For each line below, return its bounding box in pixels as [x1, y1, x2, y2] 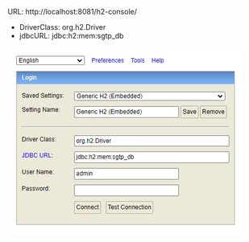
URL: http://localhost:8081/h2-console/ [7, 7, 138, 16]
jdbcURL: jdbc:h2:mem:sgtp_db [19, 31, 124, 40]
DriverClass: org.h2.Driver [19, 23, 106, 31]
